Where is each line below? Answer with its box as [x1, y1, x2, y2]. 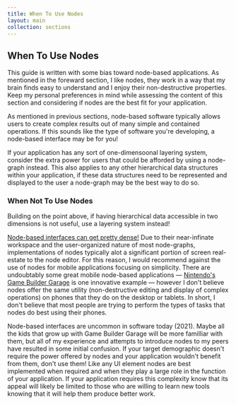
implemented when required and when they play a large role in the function [7, 367, 226, 375]
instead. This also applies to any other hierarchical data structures [25, 163, 218, 172]
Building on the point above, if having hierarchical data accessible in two [7, 212, 218, 221]
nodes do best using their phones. [7, 308, 107, 317]
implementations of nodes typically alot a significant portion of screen [7, 248, 211, 257]
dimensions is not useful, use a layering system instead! [7, 220, 170, 228]
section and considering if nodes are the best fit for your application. [7, 98, 207, 107]
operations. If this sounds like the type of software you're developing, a [7, 127, 216, 136]
